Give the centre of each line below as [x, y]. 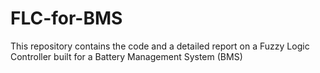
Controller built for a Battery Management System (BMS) [126, 56]
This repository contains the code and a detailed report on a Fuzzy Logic [160, 46]
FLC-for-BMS [66, 18]
